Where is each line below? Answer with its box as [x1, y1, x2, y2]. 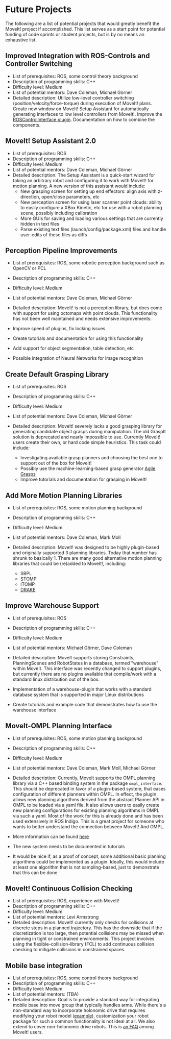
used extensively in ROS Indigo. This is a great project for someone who [12, 818, 165, 824]
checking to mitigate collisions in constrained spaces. [12, 947, 126, 953]
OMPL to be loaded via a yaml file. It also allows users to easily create [12, 802, 160, 808]
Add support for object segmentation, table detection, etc [12, 345, 134, 352]
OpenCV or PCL [12, 265, 47, 271]
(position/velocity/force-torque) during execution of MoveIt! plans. [12, 100, 152, 106]
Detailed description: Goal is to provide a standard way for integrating [12, 997, 159, 1003]
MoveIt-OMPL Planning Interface [5, 722, 112, 730]
